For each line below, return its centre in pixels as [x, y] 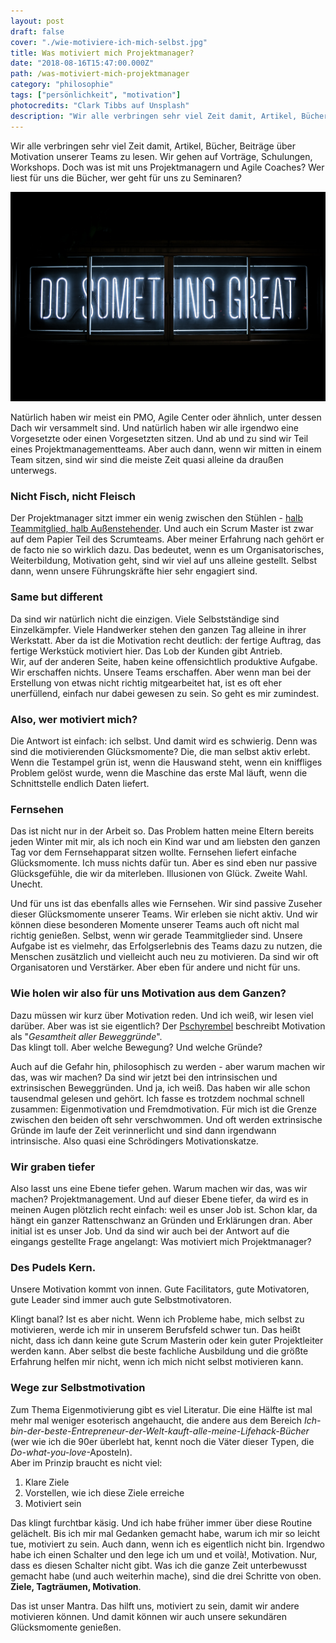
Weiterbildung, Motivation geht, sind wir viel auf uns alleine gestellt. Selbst [164, 561]
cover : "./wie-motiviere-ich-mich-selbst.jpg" [109, 42]
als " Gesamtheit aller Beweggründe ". [86, 1036]
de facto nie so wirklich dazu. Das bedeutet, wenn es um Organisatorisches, [167, 550]
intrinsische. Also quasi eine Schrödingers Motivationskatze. [134, 1141]
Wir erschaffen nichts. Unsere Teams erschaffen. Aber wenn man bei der [161, 672]
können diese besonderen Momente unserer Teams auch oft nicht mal [155, 925]
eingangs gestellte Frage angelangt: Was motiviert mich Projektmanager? [161, 1241]
